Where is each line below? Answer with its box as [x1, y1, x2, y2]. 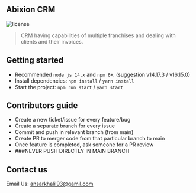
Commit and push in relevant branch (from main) [14, 129, 134, 136]
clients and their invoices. [20, 38, 83, 45]
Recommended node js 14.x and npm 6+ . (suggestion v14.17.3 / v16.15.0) [14, 71, 191, 78]
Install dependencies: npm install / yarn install [14, 77, 134, 84]
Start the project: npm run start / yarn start [14, 83, 123, 90]
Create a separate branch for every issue [14, 122, 115, 129]
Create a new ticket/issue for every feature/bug [14, 116, 131, 123]
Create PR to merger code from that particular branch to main [14, 135, 165, 142]
